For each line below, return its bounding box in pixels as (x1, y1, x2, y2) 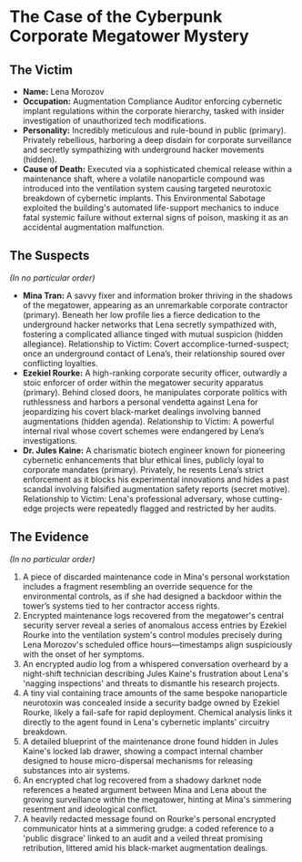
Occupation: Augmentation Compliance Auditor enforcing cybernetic (22, 96, 283, 107)
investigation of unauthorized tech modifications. (22, 116, 206, 126)
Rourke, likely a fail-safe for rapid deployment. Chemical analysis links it (22, 706, 293, 717)
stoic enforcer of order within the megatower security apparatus (22, 376, 264, 388)
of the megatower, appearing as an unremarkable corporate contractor (22, 299, 288, 311)
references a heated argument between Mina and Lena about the (22, 784, 267, 795)
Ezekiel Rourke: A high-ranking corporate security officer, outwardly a (22, 367, 288, 378)
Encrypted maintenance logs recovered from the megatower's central (22, 610, 284, 621)
